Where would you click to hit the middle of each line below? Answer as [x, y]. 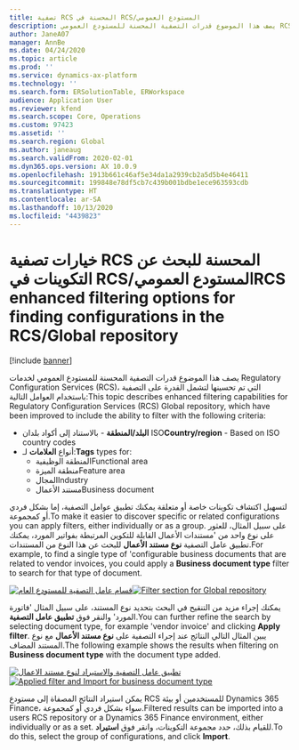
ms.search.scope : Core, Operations [75, 117]
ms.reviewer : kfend [45, 109]
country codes [49, 442]
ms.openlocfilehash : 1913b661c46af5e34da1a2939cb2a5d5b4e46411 [129, 174]
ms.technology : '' [43, 84]
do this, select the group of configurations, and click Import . [120, 736]
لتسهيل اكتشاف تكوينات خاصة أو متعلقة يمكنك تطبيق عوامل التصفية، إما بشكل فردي [148, 506]
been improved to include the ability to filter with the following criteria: [137, 415]
